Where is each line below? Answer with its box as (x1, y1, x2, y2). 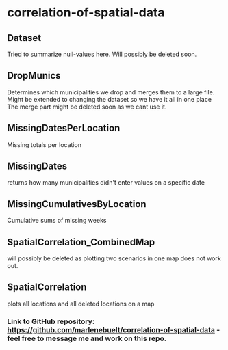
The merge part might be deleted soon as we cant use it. (7, 103, 167, 111)
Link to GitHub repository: (7, 317, 95, 326)
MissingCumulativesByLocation (7, 198, 147, 210)
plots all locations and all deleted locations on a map (7, 299, 155, 308)
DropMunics (7, 70, 61, 81)
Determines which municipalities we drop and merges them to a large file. (7, 87, 215, 96)
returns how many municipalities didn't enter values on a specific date (7, 178, 205, 187)
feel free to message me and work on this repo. (7, 334, 167, 343)
